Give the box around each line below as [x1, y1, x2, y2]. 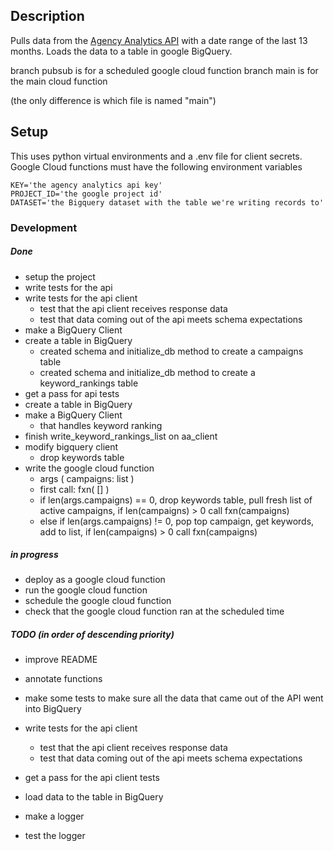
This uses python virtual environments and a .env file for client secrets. [10, 150, 303, 162]
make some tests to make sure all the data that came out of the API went [24, 692, 324, 704]
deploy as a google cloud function [24, 574, 166, 586]
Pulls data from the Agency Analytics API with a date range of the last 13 [10, 34, 308, 46]
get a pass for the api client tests [24, 772, 160, 784]
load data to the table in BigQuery [24, 791, 164, 803]
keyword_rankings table [39, 377, 139, 389]
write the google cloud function [24, 462, 155, 474]
